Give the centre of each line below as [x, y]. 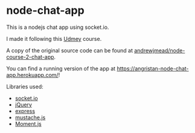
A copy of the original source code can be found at [70, 50]
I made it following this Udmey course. [54, 39]
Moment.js [28, 123]
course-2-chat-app [30, 57]
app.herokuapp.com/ [32, 75]
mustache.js [30, 117]
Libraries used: [25, 86]
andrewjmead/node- [159, 50]
